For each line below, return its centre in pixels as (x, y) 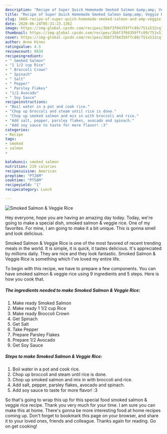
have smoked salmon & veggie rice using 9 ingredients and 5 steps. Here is (82, 274)
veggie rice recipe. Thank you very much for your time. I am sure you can (80, 405)
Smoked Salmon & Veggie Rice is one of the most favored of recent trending (83, 243)
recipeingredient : (24, 56)
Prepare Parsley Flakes (36, 334)
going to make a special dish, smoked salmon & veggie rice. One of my (78, 223)
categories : (17, 130)
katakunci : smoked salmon (32, 162)
